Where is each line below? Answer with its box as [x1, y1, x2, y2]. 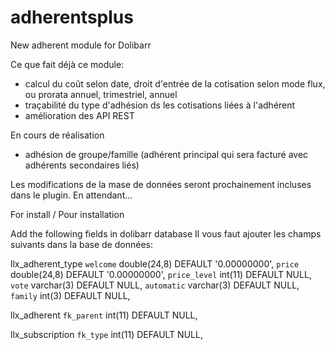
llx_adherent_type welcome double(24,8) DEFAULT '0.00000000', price [10, 257, 300, 270]
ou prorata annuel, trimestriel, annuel [24, 88, 178, 100]
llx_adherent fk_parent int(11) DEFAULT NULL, [10, 309, 198, 321]
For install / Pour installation [10, 208, 125, 220]
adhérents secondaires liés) [24, 159, 140, 171]
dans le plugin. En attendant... [10, 189, 133, 201]
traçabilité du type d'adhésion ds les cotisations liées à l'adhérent [24, 99, 296, 111]
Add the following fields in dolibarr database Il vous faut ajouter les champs [10, 227, 322, 240]
